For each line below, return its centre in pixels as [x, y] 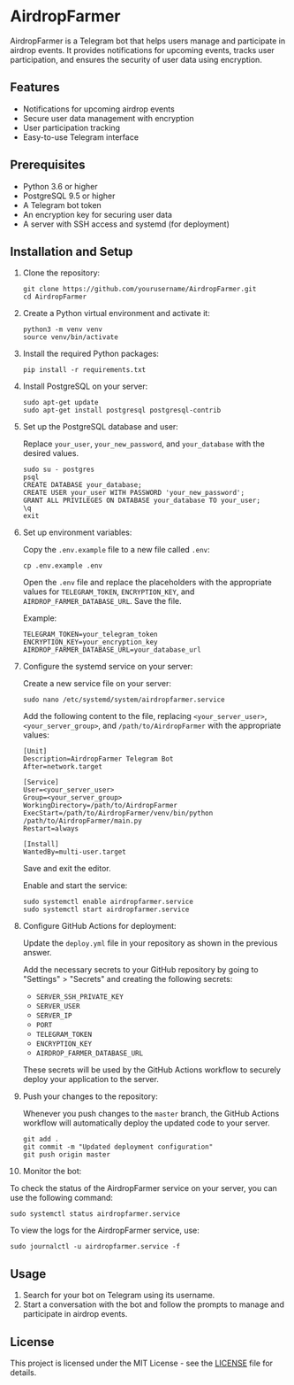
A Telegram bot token [62, 205]
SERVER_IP [54, 1016]
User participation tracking [72, 128]
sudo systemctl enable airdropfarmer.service [108, 902]
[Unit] [35, 751]
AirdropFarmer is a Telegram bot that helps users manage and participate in [148, 41]
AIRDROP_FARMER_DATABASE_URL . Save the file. [102, 601]
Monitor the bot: [52, 1172]
